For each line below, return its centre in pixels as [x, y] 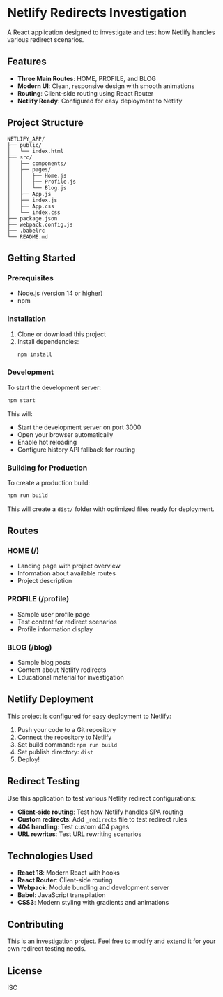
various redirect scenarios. [46, 39]
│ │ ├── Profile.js [42, 182]
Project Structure [45, 123]
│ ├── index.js [32, 200]
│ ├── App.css [31, 206]
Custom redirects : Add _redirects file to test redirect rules [102, 819]
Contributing [36, 924]
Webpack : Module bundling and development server [93, 888]
